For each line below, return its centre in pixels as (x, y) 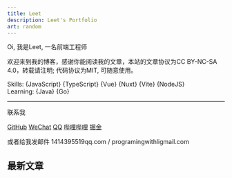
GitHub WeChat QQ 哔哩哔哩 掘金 (55, 127)
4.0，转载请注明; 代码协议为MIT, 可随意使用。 (72, 71)
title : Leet (24, 14)
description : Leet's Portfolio (52, 20)
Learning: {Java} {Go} (39, 91)
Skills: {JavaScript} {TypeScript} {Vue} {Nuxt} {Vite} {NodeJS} (96, 84)
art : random (24, 26)
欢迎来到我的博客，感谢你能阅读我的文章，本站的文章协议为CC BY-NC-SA (112, 62)
